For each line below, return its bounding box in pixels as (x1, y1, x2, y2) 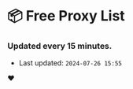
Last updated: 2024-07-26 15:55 (18, 58, 123, 68)
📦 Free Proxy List (7, 7, 125, 25)
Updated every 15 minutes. (7, 41, 113, 52)
